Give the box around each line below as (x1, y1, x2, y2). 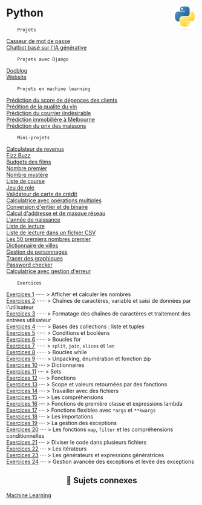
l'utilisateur (6, 303, 34, 311)
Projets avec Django (17, 56, 69, 62)
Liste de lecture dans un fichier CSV (6, 229, 96, 236)
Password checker (6, 261, 53, 268)
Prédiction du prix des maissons (6, 122, 86, 130)
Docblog (6, 67, 28, 74)
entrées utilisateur (6, 316, 51, 323)
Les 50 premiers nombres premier (6, 235, 91, 242)
